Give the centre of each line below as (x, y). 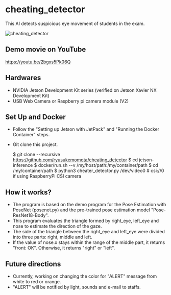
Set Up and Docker (36, 117)
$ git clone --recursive (36, 155)
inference (23, 165)
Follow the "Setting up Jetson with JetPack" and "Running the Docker (86, 129)
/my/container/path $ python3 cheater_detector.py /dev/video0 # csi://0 (88, 171)
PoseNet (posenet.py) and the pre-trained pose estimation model (81, 210)
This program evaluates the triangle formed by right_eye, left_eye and (86, 221)
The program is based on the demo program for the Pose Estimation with (89, 205)
